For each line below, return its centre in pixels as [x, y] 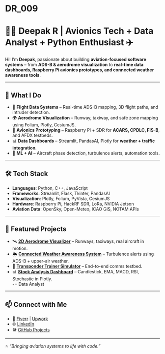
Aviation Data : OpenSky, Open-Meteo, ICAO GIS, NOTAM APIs [75, 209]
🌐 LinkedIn [23, 324]
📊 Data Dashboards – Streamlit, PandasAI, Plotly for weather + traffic [83, 141]
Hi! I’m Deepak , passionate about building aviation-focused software [76, 59]
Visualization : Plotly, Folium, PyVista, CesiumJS [61, 198]
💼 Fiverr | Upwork [30, 319]
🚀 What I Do [23, 95]
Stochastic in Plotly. [32, 279]
